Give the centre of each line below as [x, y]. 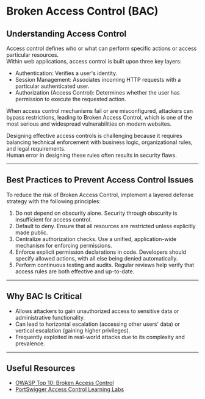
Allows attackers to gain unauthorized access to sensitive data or [97, 311]
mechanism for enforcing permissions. [63, 245]
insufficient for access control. [53, 219]
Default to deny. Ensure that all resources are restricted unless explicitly [106, 226]
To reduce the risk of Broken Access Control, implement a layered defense [100, 195]
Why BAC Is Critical [44, 296]
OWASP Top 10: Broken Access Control [64, 383]
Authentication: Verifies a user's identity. [66, 73]
